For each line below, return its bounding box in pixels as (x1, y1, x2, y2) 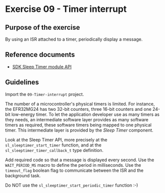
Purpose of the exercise (5, 23, 80, 32)
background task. (5, 172, 41, 179)
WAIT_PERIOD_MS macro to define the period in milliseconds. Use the (5, 162, 142, 168)
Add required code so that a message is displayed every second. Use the (5, 157, 155, 163)
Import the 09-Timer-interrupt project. (5, 91, 84, 97)
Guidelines (5, 78, 39, 87)
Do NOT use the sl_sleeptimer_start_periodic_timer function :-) (5, 182, 138, 188)
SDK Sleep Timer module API (12, 63, 72, 70)
